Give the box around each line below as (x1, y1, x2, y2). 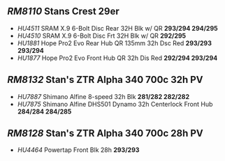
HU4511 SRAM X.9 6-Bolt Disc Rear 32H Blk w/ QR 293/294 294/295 (17, 24, 218, 32)
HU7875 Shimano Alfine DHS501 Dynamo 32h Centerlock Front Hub (17, 100, 213, 108)
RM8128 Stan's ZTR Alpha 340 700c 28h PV (7, 128, 204, 139)
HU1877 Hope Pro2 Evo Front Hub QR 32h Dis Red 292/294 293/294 (17, 54, 218, 62)
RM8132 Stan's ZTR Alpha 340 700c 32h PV (7, 74, 204, 86)
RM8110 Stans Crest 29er (7, 6, 120, 17)
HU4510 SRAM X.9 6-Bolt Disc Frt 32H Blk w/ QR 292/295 (17, 31, 187, 40)
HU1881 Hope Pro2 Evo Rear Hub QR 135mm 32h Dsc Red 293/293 (17, 38, 212, 47)
